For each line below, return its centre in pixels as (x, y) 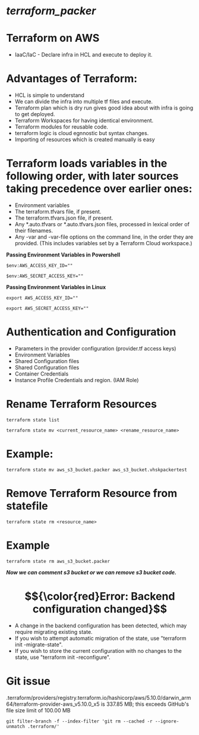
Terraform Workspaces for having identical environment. (84, 121)
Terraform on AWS (53, 38)
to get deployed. (35, 114)
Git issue (28, 681)
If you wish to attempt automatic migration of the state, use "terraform (100, 638)
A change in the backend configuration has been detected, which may (101, 625)
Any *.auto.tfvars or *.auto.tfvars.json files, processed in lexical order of (102, 224)
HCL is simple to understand (50, 95)
